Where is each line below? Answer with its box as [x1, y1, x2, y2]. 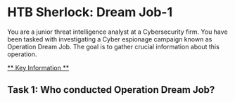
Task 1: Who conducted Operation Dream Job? [7, 84, 215, 96]
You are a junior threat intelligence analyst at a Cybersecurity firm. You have [7, 27, 228, 36]
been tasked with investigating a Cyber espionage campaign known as [7, 34, 212, 43]
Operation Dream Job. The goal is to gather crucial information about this [7, 42, 220, 51]
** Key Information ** [7, 63, 69, 72]
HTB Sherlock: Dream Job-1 [7, 4, 173, 20]
